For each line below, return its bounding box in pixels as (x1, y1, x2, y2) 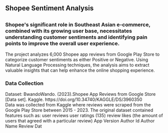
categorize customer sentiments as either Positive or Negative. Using (5, 57, 148, 63)
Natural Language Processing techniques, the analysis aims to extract (5, 62, 149, 68)
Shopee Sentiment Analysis (5, 4, 94, 13)
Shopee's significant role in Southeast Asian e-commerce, (5, 21, 150, 28)
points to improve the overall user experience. (5, 40, 120, 47)
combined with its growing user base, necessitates (5, 27, 132, 34)
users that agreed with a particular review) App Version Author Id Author (5, 118, 155, 124)
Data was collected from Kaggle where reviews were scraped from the (5, 102, 151, 108)
